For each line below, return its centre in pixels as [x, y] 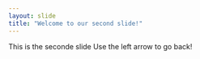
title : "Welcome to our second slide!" [76, 23]
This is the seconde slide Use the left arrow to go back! [100, 46]
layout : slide [32, 16]
